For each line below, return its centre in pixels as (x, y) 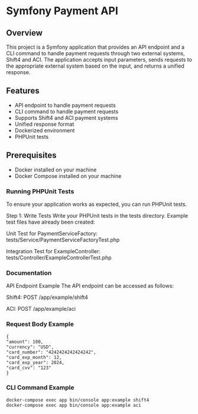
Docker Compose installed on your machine (68, 176)
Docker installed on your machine (56, 170)
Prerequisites (31, 155)
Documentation (29, 273)
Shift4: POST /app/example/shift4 (47, 297)
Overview (25, 33)
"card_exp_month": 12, (34, 357)
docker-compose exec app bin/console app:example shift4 (78, 400)
